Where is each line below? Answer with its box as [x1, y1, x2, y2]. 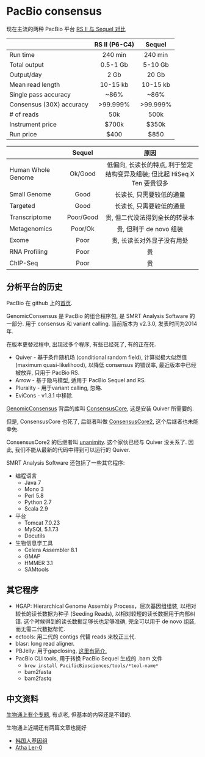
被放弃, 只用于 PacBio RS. [15, 369, 80, 376]
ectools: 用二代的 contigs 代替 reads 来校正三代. [15, 633, 136, 640]
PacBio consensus [6, 4, 103, 18]
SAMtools [24, 566, 49, 573]
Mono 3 [24, 485, 44, 493]
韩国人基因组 [15, 737, 48, 744]
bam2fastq [24, 674, 52, 682]
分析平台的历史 [6, 282, 63, 292]
